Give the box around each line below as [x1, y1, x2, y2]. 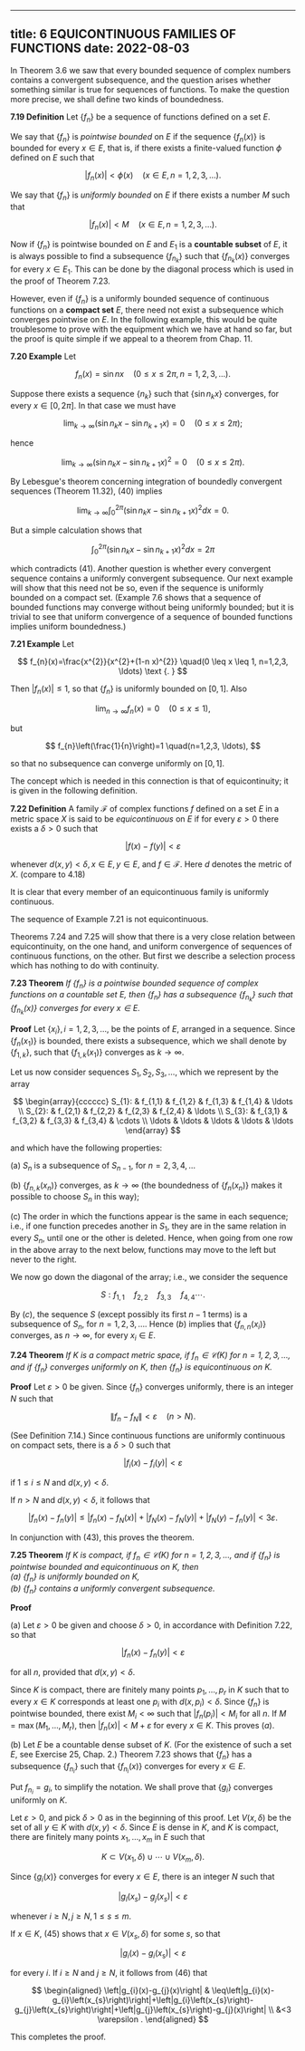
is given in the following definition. [10, 785, 138, 795]
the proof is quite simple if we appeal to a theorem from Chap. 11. [10, 333, 253, 344]
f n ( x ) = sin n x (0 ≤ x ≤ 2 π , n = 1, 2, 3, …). [74, 369, 232, 381]
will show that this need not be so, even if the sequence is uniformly [10, 583, 264, 593]
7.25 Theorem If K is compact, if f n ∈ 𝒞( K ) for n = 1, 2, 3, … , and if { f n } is [10, 1550, 281, 1563]
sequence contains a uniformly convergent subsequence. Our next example [10, 573, 293, 584]
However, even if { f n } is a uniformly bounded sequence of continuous [10, 293, 270, 306]
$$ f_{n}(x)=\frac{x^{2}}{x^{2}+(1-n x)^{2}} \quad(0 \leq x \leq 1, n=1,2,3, [17, 656, 289, 667]
